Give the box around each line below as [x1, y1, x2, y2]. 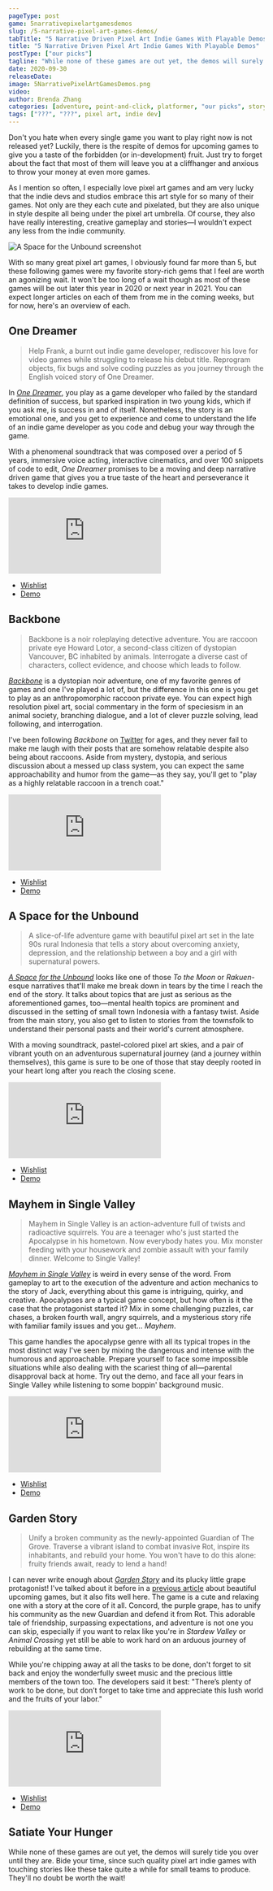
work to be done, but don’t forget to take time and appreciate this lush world [8, 1685, 264, 1696]
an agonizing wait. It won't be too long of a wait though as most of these [8, 275, 250, 285]
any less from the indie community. [8, 226, 126, 236]
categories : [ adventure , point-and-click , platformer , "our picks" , [8, 102, 245, 111]
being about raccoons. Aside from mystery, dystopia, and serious [8, 752, 227, 761]
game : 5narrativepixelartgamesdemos [8, 20, 132, 28]
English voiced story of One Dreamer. [28, 372, 154, 381]
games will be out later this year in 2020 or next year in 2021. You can [8, 284, 242, 293]
